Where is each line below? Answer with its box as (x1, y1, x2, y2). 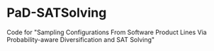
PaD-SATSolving (6, 5, 107, 21)
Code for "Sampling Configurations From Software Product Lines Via (6, 28, 207, 36)
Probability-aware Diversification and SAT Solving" (6, 35, 155, 43)
